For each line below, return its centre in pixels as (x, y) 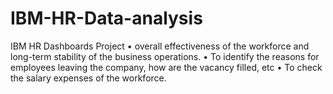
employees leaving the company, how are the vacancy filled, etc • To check (166, 67)
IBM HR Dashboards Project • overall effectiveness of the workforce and (160, 46)
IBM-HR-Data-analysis (106, 18)
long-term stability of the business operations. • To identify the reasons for (165, 56)
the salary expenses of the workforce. (88, 78)
